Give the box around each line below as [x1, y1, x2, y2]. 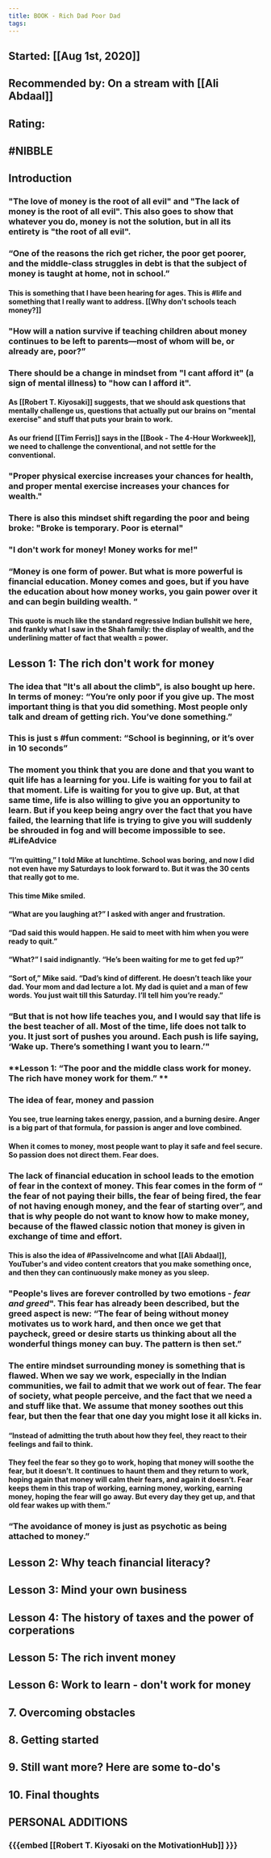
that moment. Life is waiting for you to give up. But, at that [8, 784, 240, 796]
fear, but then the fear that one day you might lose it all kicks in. [8, 1410, 262, 1422]
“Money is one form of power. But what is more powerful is [8, 565, 244, 577]
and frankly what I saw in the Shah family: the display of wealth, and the [8, 624, 254, 634]
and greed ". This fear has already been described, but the [8, 1298, 240, 1309]
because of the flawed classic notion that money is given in [8, 1221, 246, 1232]
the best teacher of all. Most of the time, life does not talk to [8, 1020, 247, 1032]
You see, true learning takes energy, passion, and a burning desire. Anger [8, 1114, 261, 1124]
